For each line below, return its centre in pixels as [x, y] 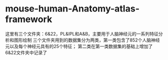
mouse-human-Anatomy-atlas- [72, 9]
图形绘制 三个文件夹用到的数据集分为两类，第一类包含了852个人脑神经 [87, 40]
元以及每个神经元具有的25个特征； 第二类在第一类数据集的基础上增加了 [79, 46]
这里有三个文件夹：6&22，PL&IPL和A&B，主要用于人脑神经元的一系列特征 [82, 33]
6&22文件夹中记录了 [26, 52]
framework [29, 19]
